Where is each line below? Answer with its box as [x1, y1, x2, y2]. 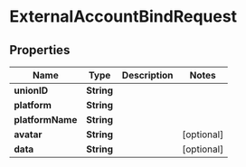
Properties [9, 42, 71, 58]
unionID [14, 84, 49, 97]
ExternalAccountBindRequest [9, 6, 238, 27]
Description [121, 70, 174, 81]
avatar [14, 128, 43, 141]
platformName [14, 114, 78, 125]
